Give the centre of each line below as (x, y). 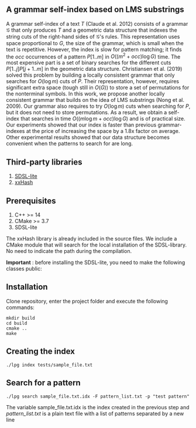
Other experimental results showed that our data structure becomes (88, 138)
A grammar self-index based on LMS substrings (95, 10)
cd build (17, 323)
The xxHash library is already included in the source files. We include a (92, 239)
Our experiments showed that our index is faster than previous (81, 125)
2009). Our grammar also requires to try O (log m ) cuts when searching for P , (98, 106)
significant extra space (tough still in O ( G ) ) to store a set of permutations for (98, 88)
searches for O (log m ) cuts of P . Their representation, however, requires (93, 81)
